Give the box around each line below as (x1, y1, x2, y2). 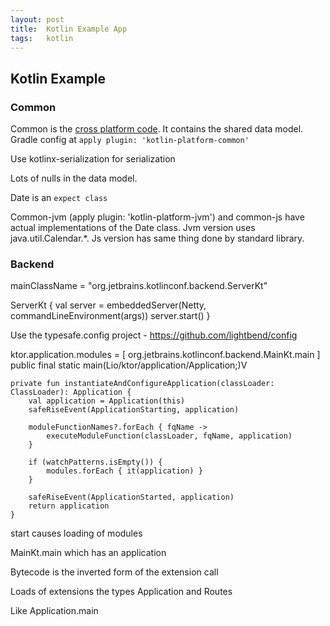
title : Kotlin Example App (10, 24, 128, 34)
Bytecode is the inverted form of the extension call (10, 566, 219, 578)
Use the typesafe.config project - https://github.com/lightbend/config (10, 329, 298, 341)
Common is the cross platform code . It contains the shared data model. (10, 123, 304, 135)
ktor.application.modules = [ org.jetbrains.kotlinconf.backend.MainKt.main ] (10, 349, 321, 361)
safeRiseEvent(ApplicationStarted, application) (28, 492, 235, 503)
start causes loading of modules (10, 527, 143, 540)
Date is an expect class (10, 192, 108, 204)
